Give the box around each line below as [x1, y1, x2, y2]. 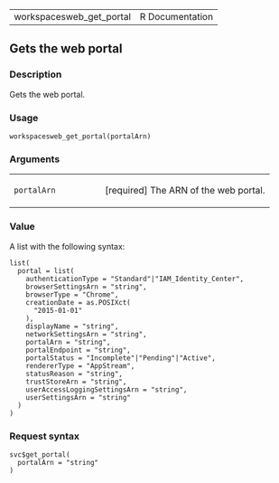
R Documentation [139, 11, 214, 23]
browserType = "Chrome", [25, 289, 119, 299]
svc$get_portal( [9, 450, 70, 459]
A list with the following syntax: [9, 241, 126, 251]
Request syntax [9, 430, 79, 442]
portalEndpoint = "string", [25, 346, 131, 355]
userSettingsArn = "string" [25, 393, 131, 402]
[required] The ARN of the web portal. [105, 185, 265, 197]
